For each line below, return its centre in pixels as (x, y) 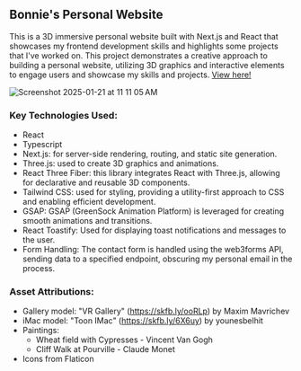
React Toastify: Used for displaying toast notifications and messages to (154, 230)
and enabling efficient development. (89, 202)
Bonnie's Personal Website (86, 15)
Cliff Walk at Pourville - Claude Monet (105, 349)
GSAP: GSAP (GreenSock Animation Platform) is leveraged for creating (153, 211)
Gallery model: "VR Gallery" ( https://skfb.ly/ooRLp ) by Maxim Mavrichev (156, 311)
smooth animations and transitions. (87, 221)
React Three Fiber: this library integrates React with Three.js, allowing (151, 173)
